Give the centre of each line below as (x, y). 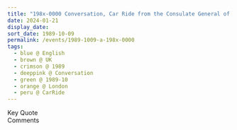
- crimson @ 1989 (39, 66)
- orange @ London (41, 86)
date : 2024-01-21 (33, 20)
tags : (15, 47)
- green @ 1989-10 (41, 79)
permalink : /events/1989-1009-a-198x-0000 (71, 40)
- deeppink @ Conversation (54, 73)
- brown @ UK (33, 60)
